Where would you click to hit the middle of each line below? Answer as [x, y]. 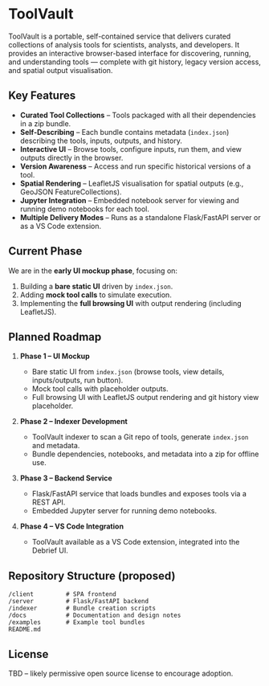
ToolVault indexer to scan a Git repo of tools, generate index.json [140, 437]
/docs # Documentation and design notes [95, 615]
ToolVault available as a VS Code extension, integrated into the [136, 542]
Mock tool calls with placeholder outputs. [100, 389]
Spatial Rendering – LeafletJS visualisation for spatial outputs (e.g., [132, 183]
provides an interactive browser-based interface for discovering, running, [130, 53]
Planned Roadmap [55, 337]
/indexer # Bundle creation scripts [82, 608]
